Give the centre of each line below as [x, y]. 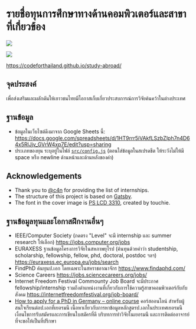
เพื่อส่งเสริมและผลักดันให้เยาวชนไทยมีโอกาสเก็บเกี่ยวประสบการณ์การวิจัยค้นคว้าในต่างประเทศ [96, 98]
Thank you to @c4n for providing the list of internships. [82, 190]
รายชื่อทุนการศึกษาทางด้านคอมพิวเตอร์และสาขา [96, 14]
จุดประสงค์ [21, 84]
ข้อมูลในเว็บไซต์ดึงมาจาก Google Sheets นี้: [60, 131]
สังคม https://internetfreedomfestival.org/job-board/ [76, 295]
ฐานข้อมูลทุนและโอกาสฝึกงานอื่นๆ [55, 221]
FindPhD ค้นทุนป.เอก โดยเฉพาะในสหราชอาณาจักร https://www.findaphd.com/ [100, 268]
